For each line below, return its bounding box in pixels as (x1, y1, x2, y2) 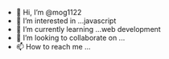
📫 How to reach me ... (15, 42, 91, 51)
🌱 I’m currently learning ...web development (15, 25, 161, 33)
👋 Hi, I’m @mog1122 (15, 8, 82, 17)
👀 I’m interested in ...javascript (15, 16, 117, 26)
